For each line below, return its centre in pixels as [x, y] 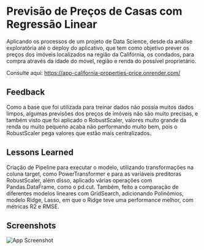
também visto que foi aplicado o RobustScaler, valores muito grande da [96, 120]
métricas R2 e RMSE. [33, 206]
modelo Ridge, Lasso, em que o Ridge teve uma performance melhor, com [100, 200]
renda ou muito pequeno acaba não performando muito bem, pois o [92, 127]
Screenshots [31, 225]
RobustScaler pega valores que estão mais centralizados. [79, 133]
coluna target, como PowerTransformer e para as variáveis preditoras [94, 174]
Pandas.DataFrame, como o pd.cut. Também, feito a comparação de [93, 187]
